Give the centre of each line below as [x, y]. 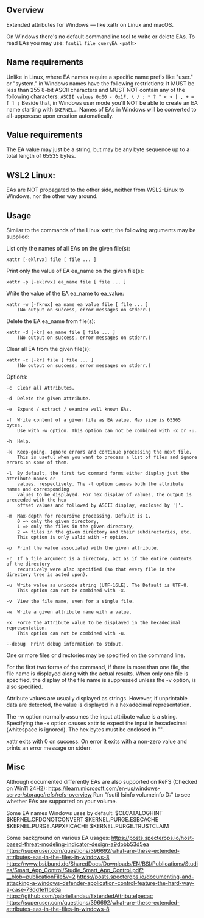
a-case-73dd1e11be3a [34, 889]
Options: [17, 377]
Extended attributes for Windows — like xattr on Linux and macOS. [90, 24]
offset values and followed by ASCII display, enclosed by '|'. [100, 505]
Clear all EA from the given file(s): [49, 349]
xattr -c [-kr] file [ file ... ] [50, 360]
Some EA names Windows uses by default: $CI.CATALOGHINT [85, 813]
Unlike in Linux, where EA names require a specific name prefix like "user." [100, 77]
